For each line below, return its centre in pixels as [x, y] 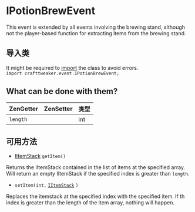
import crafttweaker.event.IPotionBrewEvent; [63, 73]
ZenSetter [58, 109]
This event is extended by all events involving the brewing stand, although [96, 27]
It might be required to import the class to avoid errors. [72, 68]
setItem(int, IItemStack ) [46, 186]
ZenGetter [24, 109]
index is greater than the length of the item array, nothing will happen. [90, 203]
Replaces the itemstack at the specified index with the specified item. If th [95, 196]
